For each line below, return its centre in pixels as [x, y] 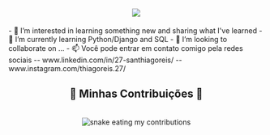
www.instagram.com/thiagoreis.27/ [67, 68]
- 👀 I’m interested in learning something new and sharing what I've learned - [135, 30]
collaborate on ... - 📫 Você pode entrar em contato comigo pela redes [126, 48]
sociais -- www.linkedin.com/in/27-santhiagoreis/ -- [95, 60]
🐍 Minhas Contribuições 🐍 [136, 94]
